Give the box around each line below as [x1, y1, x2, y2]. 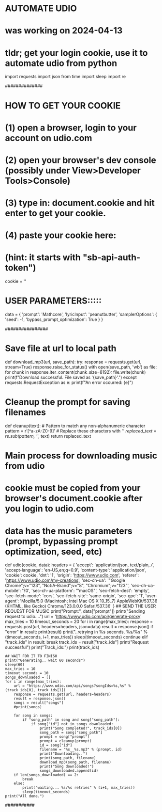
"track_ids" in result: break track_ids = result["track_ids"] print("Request [5, 639, 149, 645]
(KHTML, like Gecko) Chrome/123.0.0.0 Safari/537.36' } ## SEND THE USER [5, 603, 156, 609]
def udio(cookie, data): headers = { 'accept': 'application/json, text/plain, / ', [5, 562, 155, 568]
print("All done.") [5, 794, 44, 799]
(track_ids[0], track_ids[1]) [5, 688, 66, 693]
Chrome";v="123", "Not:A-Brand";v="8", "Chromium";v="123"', [5, 583, 130, 589]
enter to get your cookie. [5, 208, 106, 219]
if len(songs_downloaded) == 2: [14, 773, 79, 778]
